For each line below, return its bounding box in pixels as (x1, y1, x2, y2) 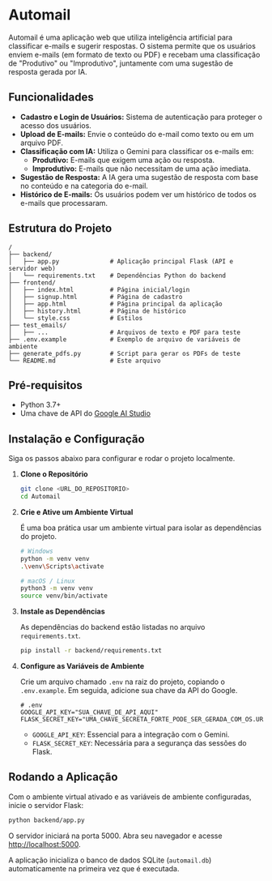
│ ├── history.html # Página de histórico (8, 306, 186, 315)
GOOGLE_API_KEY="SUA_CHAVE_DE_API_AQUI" (19, 708, 159, 716)
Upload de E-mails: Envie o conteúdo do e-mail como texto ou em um (19, 129, 254, 139)
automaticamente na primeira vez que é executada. (8, 863, 180, 873)
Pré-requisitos (8, 378, 83, 392)
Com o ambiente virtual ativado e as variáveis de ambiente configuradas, (8, 792, 253, 802)
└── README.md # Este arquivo (8, 357, 161, 365)
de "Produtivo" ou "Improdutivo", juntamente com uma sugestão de (8, 58, 233, 68)
